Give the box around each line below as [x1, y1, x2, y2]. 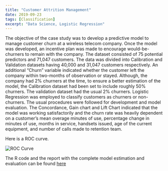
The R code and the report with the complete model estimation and [5, 155, 145, 161]
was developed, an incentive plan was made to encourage [5, 46, 126, 52]
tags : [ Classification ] [5, 17, 55, 22]
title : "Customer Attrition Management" [5, 7, 92, 13]
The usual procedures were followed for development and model [26, 99, 161, 106]
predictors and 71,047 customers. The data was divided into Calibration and [5, 56, 163, 63]
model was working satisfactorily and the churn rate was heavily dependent [5, 110, 163, 116]
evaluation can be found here [5, 160, 67, 166]
